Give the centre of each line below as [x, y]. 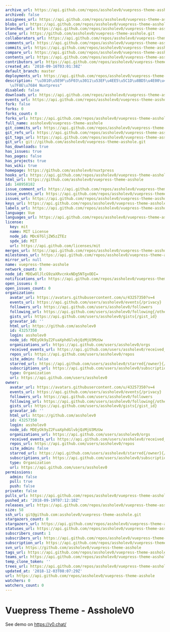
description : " [21, 81]
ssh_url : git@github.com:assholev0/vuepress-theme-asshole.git [73, 515]
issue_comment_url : [26, 189]
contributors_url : [25, 62]
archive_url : [19, 10]
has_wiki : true [21, 165]
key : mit [19, 227]
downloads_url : [21, 95]
